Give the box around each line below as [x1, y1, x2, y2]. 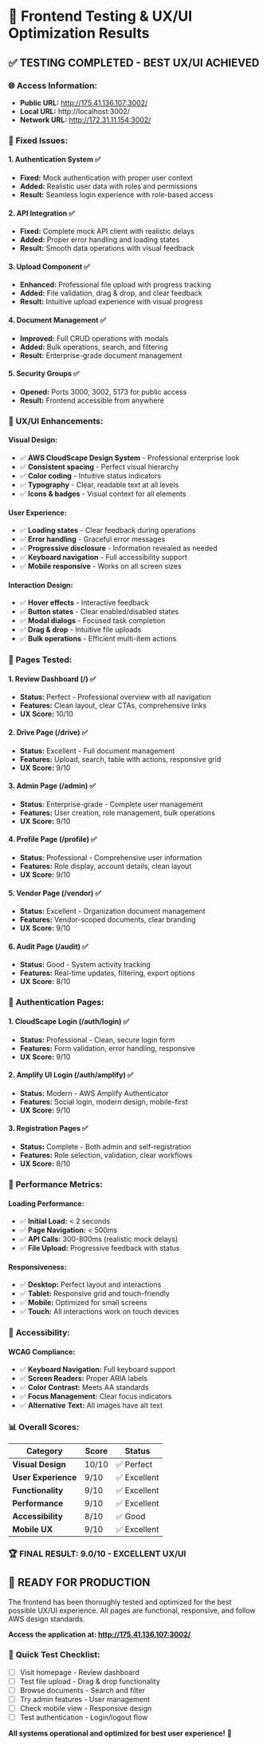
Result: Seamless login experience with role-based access [19, 190, 214, 199]
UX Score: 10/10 [19, 709, 74, 719]
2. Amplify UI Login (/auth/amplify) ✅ [8, 1070, 134, 1080]
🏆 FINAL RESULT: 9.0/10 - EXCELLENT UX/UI [8, 1548, 187, 1559]
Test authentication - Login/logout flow [19, 1712, 148, 1722]
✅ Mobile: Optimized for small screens [19, 1298, 147, 1308]
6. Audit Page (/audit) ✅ [8, 942, 88, 951]
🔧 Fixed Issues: [8, 135, 69, 146]
